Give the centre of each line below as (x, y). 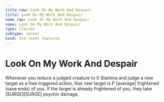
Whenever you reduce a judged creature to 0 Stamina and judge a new (79, 78)
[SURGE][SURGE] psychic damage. (42, 94)
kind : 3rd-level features (32, 39)
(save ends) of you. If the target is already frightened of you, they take (79, 88)
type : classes (20, 29)
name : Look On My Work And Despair (43, 24)
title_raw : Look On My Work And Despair (49, 10)
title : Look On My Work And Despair (44, 15)
